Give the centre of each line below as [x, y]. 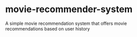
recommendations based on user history [48, 28]
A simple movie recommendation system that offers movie [66, 23]
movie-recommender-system [69, 9]
